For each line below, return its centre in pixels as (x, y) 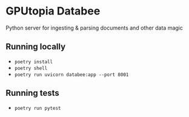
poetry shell (31, 68)
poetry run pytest (38, 108)
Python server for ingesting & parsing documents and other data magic (94, 28)
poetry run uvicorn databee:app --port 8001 (71, 74)
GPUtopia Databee (53, 11)
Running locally (36, 47)
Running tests (33, 93)
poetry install (34, 62)
